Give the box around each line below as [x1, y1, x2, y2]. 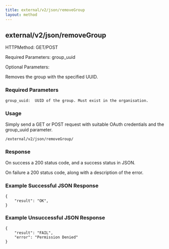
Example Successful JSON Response [5, 182, 99, 189]
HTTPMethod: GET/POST [5, 44, 58, 51]
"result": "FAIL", [14, 230, 53, 235]
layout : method [5, 12, 38, 17]
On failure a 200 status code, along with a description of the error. [5, 169, 144, 175]
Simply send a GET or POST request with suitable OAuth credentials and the [5, 121, 164, 127]
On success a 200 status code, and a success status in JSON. [5, 160, 136, 166]
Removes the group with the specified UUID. [5, 74, 98, 80]
